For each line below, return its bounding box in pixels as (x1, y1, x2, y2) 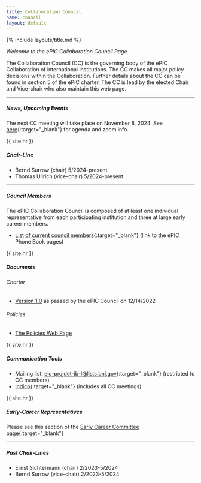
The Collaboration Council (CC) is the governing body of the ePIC (6, 59, 167, 67)
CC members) (14, 376, 50, 384)
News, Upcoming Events (6, 104, 69, 112)
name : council (6, 14, 42, 20)
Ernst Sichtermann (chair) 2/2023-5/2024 (14, 464, 118, 471)
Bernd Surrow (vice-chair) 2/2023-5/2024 (14, 470, 120, 478)
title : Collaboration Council (6, 8, 82, 15)
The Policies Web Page (14, 329, 72, 337)
